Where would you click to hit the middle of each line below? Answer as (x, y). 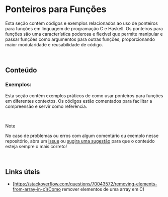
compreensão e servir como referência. (46, 106)
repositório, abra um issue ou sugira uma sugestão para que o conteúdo (80, 141)
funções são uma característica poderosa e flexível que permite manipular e (84, 34)
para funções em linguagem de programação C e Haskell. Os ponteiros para (84, 28)
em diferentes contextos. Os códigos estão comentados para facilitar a (79, 101)
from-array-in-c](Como (37, 189)
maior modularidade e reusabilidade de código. (54, 44)
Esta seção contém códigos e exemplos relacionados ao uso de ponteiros (82, 23)
